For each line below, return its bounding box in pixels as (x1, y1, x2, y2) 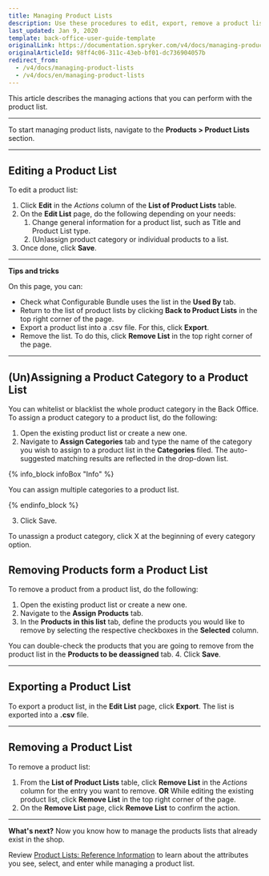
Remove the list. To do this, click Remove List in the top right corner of (19, 332, 253, 341)
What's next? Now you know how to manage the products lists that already (8, 826, 258, 835)
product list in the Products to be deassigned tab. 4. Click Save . (8, 649, 222, 659)
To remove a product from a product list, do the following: (8, 585, 199, 594)
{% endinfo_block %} (8, 500, 79, 510)
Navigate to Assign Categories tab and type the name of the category (19, 437, 252, 447)
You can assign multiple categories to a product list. (8, 485, 179, 495)
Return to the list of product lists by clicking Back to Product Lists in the (19, 306, 258, 315)
